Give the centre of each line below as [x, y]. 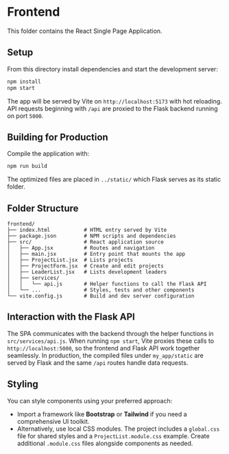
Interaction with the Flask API [71, 317]
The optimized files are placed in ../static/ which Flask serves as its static [114, 180]
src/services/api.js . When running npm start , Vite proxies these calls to [111, 341]
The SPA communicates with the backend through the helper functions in [110, 333]
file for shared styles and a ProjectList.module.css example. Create [113, 435]
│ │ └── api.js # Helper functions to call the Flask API [107, 284]
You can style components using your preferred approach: [90, 401]
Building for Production [58, 137]
